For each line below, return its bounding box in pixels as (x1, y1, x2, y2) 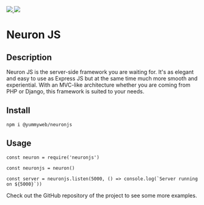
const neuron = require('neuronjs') (6, 154, 100, 160)
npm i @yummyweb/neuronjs (6, 121, 72, 128)
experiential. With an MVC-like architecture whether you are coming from (6, 81, 191, 88)
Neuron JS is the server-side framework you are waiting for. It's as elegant (6, 68, 194, 76)
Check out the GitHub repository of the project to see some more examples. (6, 192, 197, 199)
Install (6, 106, 31, 116)
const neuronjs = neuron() (6, 165, 75, 171)
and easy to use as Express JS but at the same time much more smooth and (6, 75, 198, 82)
